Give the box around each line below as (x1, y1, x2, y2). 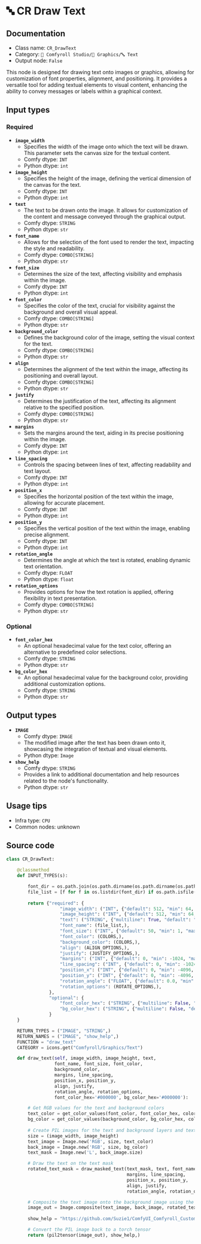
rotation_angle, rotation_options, (54, 1088, 144, 1095)
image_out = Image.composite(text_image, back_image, (28, 1204, 165, 1210)
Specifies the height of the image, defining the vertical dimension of (23, 175, 191, 182)
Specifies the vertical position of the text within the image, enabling (23, 524, 190, 532)
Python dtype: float (23, 575, 74, 582)
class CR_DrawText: (6, 856, 55, 863)
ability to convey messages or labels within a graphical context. (6, 88, 163, 95)
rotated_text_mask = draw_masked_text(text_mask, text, (28, 1166, 170, 1172)
